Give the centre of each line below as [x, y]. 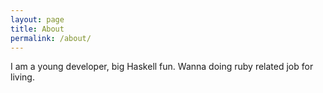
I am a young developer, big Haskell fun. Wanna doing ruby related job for [162, 67]
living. [22, 77]
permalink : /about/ [51, 38]
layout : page [37, 19]
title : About [37, 29]
